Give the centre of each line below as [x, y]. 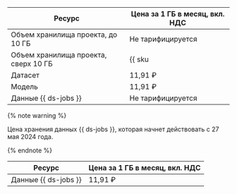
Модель [25, 86]
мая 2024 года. [30, 137]
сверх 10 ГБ [32, 64]
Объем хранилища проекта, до [64, 35]
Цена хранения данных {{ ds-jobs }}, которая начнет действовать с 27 [113, 129]
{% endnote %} [30, 150]
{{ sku [139, 59]
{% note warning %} [37, 115]
